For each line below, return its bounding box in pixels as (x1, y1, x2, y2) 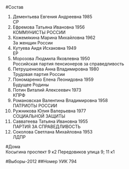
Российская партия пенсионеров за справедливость (12, 61, 125, 67)
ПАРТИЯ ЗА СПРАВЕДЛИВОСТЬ (12, 124, 81, 130)
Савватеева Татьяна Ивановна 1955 (12, 118, 88, 124)
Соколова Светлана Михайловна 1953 (12, 129, 93, 135)
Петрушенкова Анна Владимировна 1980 (12, 66, 100, 72)
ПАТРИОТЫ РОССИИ (12, 103, 58, 108)
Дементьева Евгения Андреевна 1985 (12, 14, 93, 19)
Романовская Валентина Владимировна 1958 (12, 98, 108, 103)
